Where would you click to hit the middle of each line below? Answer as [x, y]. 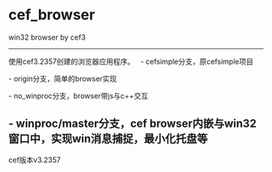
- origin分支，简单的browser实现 [63, 78]
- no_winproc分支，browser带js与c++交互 [78, 95]
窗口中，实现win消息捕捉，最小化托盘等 [108, 139]
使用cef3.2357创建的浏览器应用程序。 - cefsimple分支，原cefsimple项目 [131, 61]
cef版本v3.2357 [34, 160]
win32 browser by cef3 [47, 37]
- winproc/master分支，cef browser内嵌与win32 [132, 124]
